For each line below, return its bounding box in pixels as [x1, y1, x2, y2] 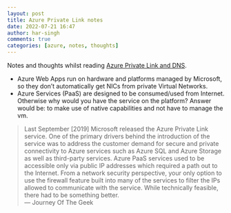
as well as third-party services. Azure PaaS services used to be [23, 154, 205, 163]
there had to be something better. [23, 191, 119, 199]
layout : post [7, 10, 45, 17]
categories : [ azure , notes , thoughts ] [7, 42, 119, 49]
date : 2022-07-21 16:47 [7, 23, 76, 30]
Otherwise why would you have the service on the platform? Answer [17, 97, 212, 104]
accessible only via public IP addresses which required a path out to [23, 162, 218, 169]
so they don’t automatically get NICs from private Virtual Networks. [17, 82, 208, 90]
